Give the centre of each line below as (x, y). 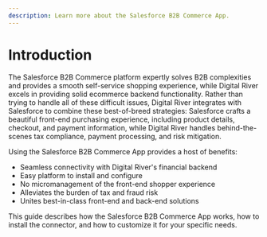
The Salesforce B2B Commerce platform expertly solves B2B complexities (130, 77)
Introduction (50, 54)
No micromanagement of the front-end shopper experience (118, 184)
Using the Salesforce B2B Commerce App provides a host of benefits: (123, 151)
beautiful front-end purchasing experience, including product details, (122, 119)
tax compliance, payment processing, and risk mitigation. (128, 136)
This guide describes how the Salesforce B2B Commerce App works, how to (134, 216)
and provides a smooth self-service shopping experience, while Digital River (133, 85)
